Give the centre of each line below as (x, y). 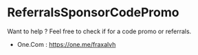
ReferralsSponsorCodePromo (93, 13)
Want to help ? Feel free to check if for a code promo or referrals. (99, 31)
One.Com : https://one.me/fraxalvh (66, 44)
